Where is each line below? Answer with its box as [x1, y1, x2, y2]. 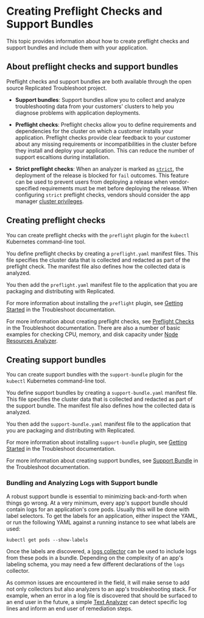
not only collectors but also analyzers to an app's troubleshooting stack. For [6, 585, 197, 592]
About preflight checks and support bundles [6, 62, 178, 72]
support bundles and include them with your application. [6, 44, 148, 51]
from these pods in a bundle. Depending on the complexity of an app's [6, 554, 184, 561]
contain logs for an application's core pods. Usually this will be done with [6, 505, 190, 513]
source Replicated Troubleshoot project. [6, 84, 107, 92]
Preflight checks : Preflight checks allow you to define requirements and [15, 121, 197, 128]
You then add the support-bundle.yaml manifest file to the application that [6, 420, 191, 428]
